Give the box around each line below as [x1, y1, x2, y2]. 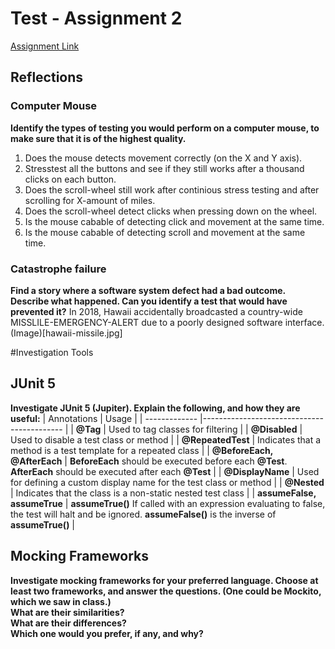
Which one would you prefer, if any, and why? [10, 627, 204, 639]
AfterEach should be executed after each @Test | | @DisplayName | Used [10, 465, 320, 477]
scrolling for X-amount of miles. [24, 194, 156, 206]
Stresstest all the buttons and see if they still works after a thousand [24, 162, 305, 174]
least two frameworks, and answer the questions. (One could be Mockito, [10, 585, 322, 597]
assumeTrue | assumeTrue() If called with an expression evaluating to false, [10, 497, 326, 509]
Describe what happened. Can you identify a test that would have [10, 295, 288, 307]
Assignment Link [10, 40, 80, 52]
